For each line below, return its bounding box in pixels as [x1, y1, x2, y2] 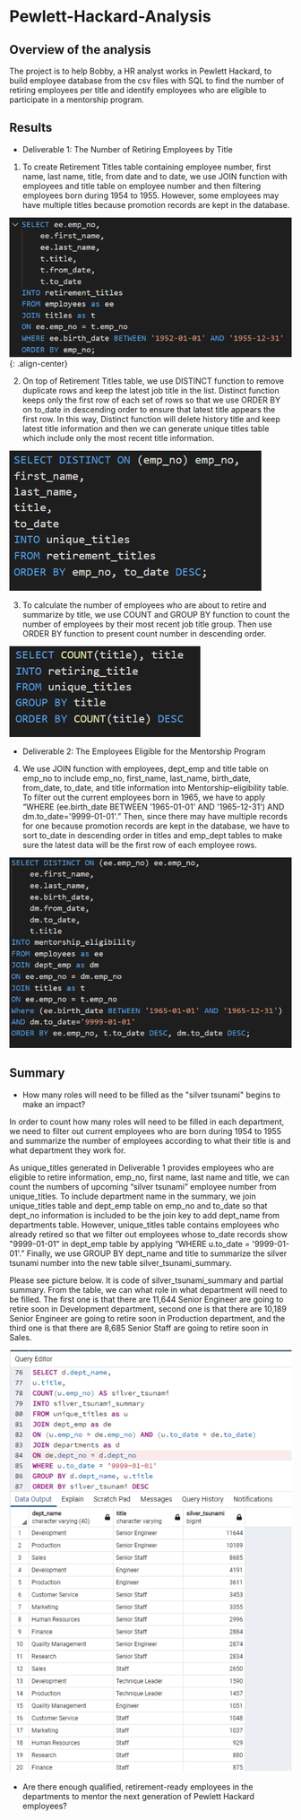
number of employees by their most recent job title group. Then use [21, 619, 272, 629]
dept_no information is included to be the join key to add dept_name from [9, 1209, 280, 1220]
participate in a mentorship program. [9, 94, 145, 105]
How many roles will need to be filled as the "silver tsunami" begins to [21, 1089, 280, 1100]
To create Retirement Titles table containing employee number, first [21, 161, 271, 172]
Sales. [9, 1331, 32, 1342]
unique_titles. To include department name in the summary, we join [9, 1191, 257, 1201]
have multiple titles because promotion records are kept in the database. [21, 199, 290, 210]
